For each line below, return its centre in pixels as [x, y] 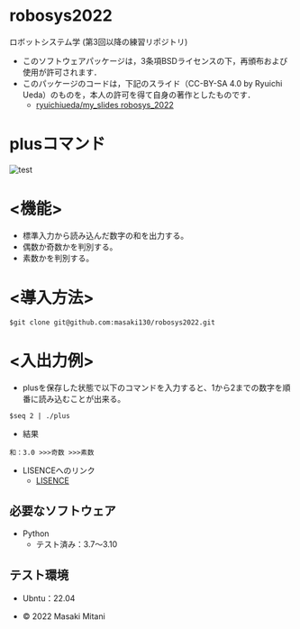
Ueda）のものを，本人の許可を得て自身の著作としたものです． [139, 95]
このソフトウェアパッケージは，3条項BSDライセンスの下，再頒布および [155, 60]
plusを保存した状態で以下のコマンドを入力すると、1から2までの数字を [153, 387]
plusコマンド [58, 144]
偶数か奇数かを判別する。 [70, 246]
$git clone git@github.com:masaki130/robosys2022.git [113, 322]
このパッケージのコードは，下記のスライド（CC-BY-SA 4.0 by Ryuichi [152, 83]
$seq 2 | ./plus [40, 415]
